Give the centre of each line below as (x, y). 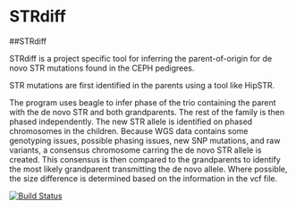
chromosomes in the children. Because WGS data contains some (129, 130)
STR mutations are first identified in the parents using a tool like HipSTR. (142, 85)
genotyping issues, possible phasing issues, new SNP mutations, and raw (145, 140)
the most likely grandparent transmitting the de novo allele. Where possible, (148, 169)
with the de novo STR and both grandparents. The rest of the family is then (147, 112)
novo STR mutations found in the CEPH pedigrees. (102, 68)
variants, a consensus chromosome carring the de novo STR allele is (135, 150)
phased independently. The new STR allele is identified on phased (131, 121)
